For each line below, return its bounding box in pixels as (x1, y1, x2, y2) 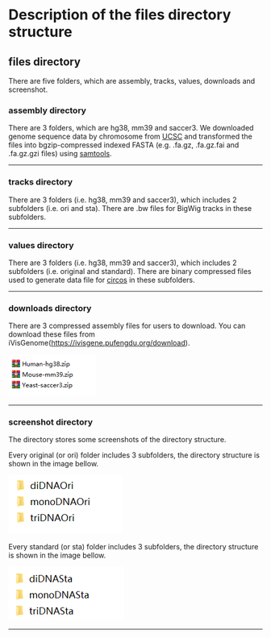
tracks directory (8, 176, 73, 188)
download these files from (8, 329, 95, 339)
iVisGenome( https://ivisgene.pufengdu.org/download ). (8, 338, 190, 348)
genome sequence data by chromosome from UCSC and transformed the (8, 131, 252, 142)
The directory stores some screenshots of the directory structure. (8, 435, 227, 445)
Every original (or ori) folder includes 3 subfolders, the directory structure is (8, 450, 261, 460)
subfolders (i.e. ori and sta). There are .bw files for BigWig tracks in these (8, 203, 252, 213)
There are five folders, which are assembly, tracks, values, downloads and (8, 77, 256, 85)
